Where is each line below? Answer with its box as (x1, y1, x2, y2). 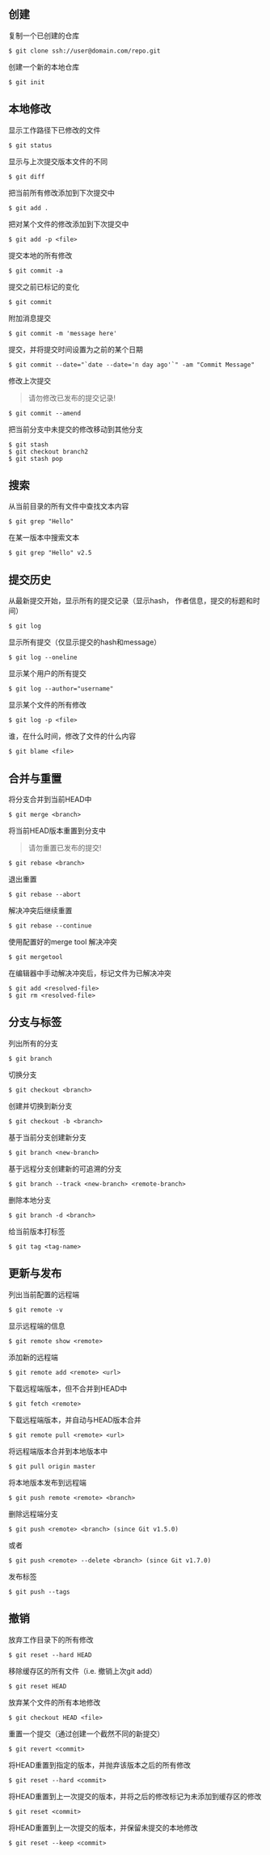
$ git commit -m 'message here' (8, 329, 117, 337)
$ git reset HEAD (8, 1682, 67, 1690)
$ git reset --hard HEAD (8, 1650, 92, 1659)
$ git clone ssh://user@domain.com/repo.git (8, 47, 161, 55)
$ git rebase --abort (8, 890, 82, 899)
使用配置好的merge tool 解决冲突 (8, 937, 117, 947)
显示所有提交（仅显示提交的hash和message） (8, 637, 162, 647)
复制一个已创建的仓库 (8, 31, 79, 40)
